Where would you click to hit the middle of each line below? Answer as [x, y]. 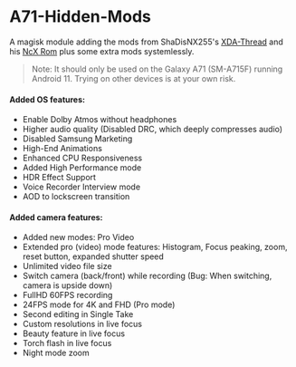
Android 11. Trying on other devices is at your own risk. [134, 78]
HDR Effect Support [59, 178]
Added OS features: [48, 99]
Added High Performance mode [82, 168]
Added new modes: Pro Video [78, 237]
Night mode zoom [56, 353]
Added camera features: [56, 217]
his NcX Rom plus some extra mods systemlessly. [102, 51]
